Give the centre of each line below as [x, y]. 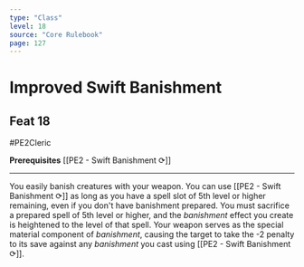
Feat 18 [30, 121]
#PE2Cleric [30, 143]
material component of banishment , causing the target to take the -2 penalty [152, 234]
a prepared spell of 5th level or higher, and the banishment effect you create [152, 215]
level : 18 [28, 26]
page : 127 [28, 43]
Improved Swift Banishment [116, 88]
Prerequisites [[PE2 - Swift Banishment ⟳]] [90, 160]
